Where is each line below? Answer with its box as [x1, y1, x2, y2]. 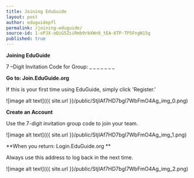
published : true [6, 36, 46, 42]
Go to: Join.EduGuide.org [6, 74, 69, 81]
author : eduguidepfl [6, 19, 57, 25]
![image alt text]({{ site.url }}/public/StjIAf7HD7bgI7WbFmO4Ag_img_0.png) [6, 97, 189, 104]
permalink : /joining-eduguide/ [6, 25, 83, 31]
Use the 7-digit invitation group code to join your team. [6, 120, 138, 126]
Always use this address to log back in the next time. [6, 154, 134, 161]
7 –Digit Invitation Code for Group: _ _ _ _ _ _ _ [6, 63, 115, 70]
